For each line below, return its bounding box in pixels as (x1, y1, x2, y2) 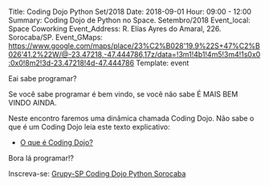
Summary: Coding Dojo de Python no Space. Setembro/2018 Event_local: (8, 15, 251, 25)
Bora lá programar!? (8, 153, 75, 163)
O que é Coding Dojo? (19, 138, 94, 147)
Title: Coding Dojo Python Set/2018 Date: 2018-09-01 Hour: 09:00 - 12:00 (8, 7, 251, 16)
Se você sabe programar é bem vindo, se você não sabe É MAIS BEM (8, 89, 238, 99)
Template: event (136, 58, 190, 68)
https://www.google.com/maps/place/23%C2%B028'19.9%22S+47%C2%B (8, 41, 261, 51)
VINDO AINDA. (8, 98, 57, 107)
